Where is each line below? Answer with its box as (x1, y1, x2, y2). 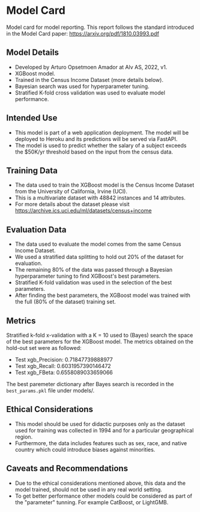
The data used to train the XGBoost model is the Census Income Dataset (14, 181, 195, 189)
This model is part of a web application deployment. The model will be (14, 129, 189, 136)
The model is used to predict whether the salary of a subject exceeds (14, 142, 187, 149)
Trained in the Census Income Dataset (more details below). (14, 76, 164, 83)
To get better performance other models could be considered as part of (14, 492, 193, 499)
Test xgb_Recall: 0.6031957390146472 (14, 363, 111, 369)
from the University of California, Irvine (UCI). (14, 188, 128, 195)
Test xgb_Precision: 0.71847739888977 (14, 356, 113, 363)
